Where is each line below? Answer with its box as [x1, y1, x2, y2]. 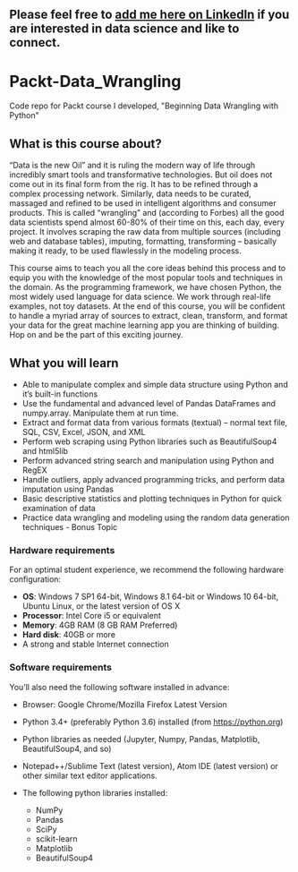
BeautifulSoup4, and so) [21, 743, 112, 754]
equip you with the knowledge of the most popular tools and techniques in [9, 272, 284, 283]
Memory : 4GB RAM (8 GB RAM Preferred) [21, 620, 178, 630]
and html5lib [21, 445, 69, 456]
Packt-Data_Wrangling [9, 71, 182, 91]
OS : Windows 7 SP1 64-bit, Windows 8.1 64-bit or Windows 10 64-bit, [21, 591, 279, 603]
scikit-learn [35, 833, 78, 844]
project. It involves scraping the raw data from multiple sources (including [9, 227, 282, 237]
